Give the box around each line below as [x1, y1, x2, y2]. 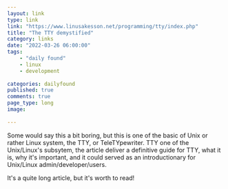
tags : [7, 49, 23, 56]
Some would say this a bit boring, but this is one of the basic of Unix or [7, 131, 208, 140]
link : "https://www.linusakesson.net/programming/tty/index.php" [7, 23, 198, 30]
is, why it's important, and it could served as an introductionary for [7, 153, 196, 162]
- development [19, 67, 60, 74]
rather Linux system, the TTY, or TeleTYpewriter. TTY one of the [7, 138, 189, 146]
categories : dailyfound [7, 80, 76, 87]
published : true [7, 87, 54, 93]
